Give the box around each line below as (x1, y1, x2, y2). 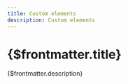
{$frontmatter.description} (7, 69, 83, 78)
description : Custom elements (7, 17, 96, 24)
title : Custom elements (7, 10, 77, 17)
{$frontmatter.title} (7, 47, 122, 62)
